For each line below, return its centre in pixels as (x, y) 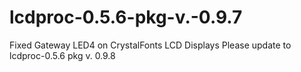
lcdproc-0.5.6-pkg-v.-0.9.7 (126, 17)
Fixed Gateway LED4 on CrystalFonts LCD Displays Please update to (150, 45)
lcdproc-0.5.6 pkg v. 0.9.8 (62, 55)
